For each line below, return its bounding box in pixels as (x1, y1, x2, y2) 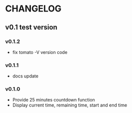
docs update (12, 73, 38, 79)
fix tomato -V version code (12, 49, 67, 55)
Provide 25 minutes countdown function (12, 97, 95, 103)
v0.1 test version (5, 23, 57, 31)
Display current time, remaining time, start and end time (12, 102, 127, 108)
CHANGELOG (5, 3, 61, 14)
